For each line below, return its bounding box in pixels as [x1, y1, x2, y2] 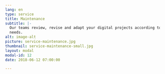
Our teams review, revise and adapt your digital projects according [9, 25, 155, 30]
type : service [5, 12, 34, 17]
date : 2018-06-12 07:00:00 [5, 57, 60, 62]
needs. [9, 30, 23, 35]
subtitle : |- [5, 21, 32, 26]
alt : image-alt [5, 35, 36, 40]
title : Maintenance [5, 16, 45, 21]
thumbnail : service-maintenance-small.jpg [5, 44, 93, 49]
